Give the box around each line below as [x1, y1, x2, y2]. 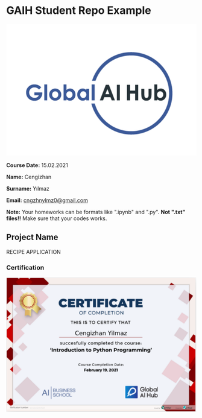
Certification [6, 263, 45, 271]
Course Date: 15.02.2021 [6, 161, 68, 169]
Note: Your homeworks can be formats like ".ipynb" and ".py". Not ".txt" [6, 208, 186, 215]
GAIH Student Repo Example [6, 4, 152, 17]
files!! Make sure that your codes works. [6, 215, 107, 222]
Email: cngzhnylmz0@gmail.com [6, 197, 89, 204]
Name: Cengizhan [6, 173, 52, 180]
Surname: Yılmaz [6, 185, 50, 192]
